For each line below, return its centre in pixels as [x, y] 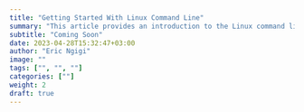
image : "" [28, 60]
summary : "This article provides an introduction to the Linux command [147, 26]
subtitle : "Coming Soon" [56, 34]
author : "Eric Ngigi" [50, 51]
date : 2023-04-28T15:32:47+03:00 [72, 43]
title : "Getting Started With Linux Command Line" [107, 18]
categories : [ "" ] [42, 77]
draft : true [32, 93]
